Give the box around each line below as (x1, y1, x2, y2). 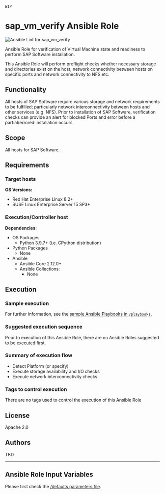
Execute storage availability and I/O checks (12, 368, 100, 374)
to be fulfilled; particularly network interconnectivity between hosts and (5, 104, 150, 110)
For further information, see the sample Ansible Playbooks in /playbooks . (5, 311, 152, 317)
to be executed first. (5, 340, 46, 346)
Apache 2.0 (5, 424, 28, 430)
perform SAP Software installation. (5, 51, 75, 57)
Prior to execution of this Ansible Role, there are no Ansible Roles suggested (5, 334, 160, 340)
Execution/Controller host (5, 214, 68, 220)
